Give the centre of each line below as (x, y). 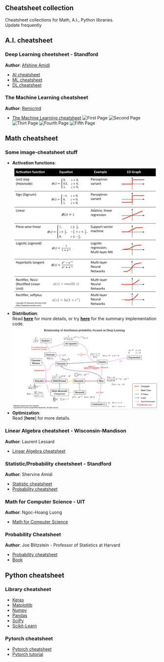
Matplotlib (22, 605)
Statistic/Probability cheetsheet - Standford (58, 464)
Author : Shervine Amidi (29, 474)
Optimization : (26, 413)
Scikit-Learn (24, 626)
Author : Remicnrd (23, 108)
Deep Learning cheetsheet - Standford (52, 54)
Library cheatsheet (28, 589)
